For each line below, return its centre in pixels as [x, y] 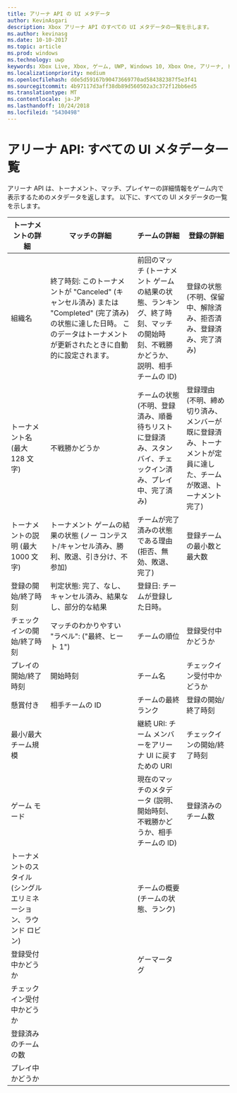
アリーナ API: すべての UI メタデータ [112, 149]
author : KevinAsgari [38, 20]
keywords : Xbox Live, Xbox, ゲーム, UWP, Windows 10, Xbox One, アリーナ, [116, 66]
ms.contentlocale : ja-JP [44, 100]
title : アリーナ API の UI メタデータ [59, 14]
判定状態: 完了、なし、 [88, 586]
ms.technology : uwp [36, 60]
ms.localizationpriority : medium [56, 73]
